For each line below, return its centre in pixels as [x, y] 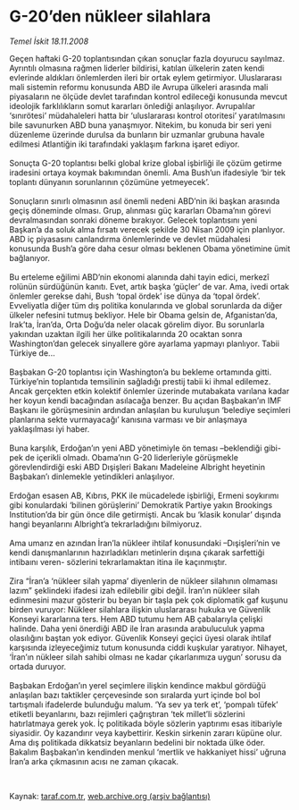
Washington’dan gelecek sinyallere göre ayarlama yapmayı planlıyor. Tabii [144, 343]
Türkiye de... [32, 353]
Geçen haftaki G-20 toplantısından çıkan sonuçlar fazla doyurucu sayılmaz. [147, 58]
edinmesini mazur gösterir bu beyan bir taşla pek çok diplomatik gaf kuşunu [149, 600]
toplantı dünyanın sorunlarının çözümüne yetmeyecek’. [109, 181]
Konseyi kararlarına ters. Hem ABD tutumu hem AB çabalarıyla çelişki [136, 619]
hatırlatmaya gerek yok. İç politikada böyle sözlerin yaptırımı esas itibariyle [146, 723]
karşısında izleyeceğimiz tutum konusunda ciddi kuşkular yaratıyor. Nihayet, [149, 647]
